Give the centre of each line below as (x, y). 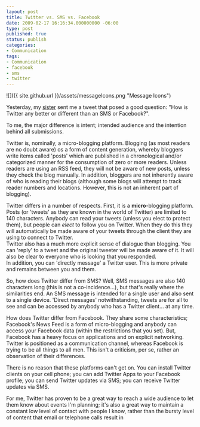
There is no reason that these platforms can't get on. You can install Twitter (99, 368)
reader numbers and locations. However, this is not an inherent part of (93, 188)
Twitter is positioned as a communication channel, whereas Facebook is (95, 343)
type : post (20, 28)
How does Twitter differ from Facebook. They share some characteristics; (97, 318)
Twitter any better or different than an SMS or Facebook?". (78, 114)
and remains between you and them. (51, 269)
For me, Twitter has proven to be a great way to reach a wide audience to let (100, 398)
